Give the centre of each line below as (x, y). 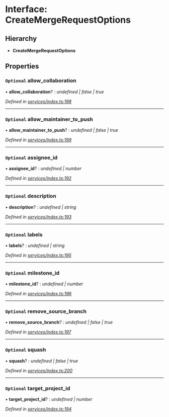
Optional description (31, 196)
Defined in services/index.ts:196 (38, 294)
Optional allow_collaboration (41, 80)
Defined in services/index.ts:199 (38, 140)
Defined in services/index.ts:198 (38, 101)
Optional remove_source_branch (46, 311)
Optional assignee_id (31, 157)
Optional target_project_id (38, 388)
